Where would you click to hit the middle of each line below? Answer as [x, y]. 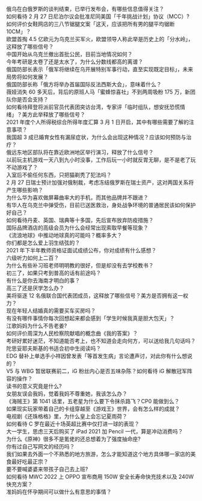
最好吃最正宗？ [30, 461]
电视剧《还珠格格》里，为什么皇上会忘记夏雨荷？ [67, 416]
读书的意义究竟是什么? [34, 386]
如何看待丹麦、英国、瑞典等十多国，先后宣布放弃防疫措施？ [80, 220]
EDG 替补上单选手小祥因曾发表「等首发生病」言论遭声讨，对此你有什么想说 [99, 356]
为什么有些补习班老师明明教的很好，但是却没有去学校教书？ [80, 265]
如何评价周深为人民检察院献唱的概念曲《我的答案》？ [72, 333]
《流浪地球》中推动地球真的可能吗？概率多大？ [64, 235]
